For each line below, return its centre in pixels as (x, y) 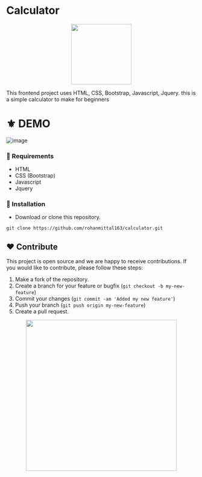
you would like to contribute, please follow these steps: (75, 268)
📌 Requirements (30, 156)
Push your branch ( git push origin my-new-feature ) (80, 305)
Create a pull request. (42, 312)
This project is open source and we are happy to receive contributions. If (96, 261)
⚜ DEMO (28, 124)
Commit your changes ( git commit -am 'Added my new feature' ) (95, 299)
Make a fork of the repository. (52, 280)
